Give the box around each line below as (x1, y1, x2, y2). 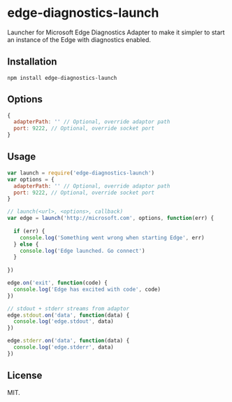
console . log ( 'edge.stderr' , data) (13, 344, 114, 351)
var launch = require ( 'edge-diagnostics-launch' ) (7, 169, 155, 176)
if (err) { (13, 228, 45, 235)
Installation (7, 56, 57, 68)
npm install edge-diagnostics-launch (7, 74, 117, 81)
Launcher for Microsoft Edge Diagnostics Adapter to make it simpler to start (7, 28, 225, 36)
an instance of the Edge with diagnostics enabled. (7, 35, 152, 43)
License (7, 370, 43, 382)
